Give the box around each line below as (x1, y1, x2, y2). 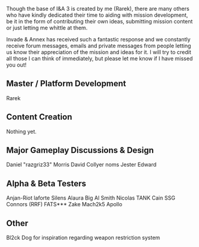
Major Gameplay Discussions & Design (6, 145, 155, 155)
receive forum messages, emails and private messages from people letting (6, 42, 191, 49)
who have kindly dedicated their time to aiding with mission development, (6, 11, 188, 19)
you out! (6, 61, 27, 68)
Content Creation (6, 112, 73, 122)
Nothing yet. (6, 128, 37, 135)
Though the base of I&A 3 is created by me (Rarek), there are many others (6, 5, 189, 12)
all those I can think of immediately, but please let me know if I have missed (6, 55, 193, 62)
